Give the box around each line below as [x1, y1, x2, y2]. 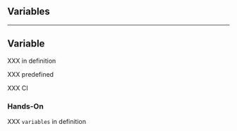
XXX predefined [7, 70, 54, 78]
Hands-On [7, 101, 44, 111]
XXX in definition [7, 56, 56, 65]
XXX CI [7, 84, 28, 92]
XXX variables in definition [7, 117, 87, 125]
